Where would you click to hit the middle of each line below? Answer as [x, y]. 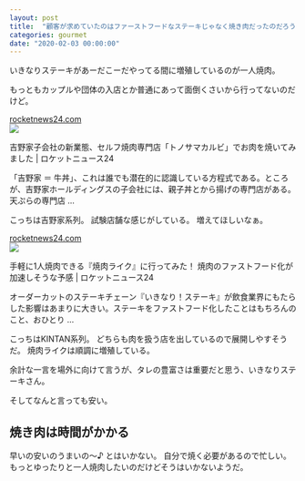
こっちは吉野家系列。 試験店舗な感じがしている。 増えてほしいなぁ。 [139, 220]
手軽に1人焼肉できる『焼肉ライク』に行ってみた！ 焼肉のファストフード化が [152, 266]
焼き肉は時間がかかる [69, 432]
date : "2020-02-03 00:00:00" [65, 43]
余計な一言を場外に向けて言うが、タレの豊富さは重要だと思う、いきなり [145, 370]
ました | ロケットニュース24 [62, 159]
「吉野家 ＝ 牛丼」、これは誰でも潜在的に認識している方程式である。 [137, 178]
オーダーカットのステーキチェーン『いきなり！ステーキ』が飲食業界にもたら [153, 297]
